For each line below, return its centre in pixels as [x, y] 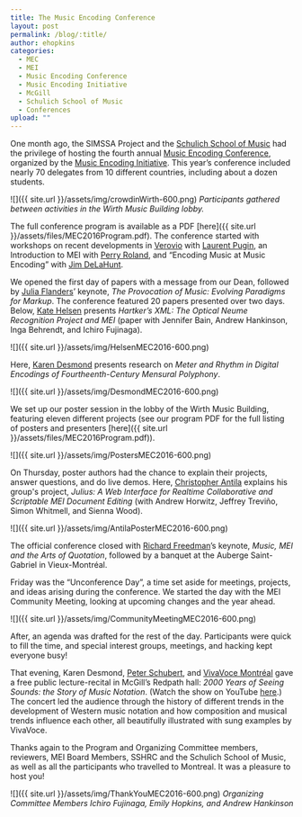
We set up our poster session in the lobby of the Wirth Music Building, [140, 409]
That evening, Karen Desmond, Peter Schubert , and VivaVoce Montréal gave [152, 673]
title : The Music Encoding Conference [83, 18]
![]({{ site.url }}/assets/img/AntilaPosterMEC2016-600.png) [119, 528]
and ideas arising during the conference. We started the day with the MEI [146, 592]
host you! [27, 777]
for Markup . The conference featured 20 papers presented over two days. [148, 301]
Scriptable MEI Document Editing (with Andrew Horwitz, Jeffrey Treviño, [144, 501]
